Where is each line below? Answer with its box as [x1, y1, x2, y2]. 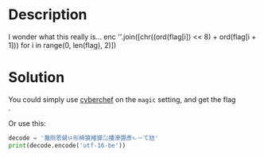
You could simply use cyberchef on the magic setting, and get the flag [8, 94, 236, 104]
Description [8, 6, 87, 24]
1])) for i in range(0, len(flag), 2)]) [8, 40, 117, 49]
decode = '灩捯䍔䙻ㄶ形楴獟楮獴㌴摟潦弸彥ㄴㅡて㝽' [8, 134, 159, 142]
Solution [8, 69, 65, 87]
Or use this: [8, 118, 46, 128]
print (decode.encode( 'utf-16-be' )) [8, 141, 126, 149]
